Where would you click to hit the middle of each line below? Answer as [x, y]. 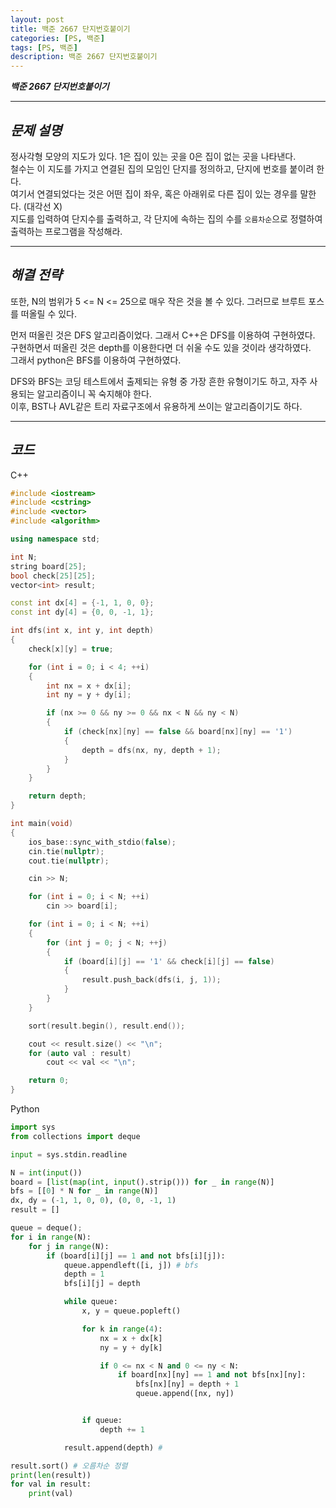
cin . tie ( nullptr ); [66, 851]
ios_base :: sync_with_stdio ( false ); [102, 842]
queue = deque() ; [46, 1228]
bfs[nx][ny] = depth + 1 [187, 1384]
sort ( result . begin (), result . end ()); [107, 1026]
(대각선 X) [43, 206]
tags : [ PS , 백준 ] [44, 47]
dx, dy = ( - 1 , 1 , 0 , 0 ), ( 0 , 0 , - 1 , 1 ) [93, 1201]
